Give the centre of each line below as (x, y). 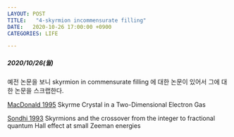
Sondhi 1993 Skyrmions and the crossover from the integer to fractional (111, 118)
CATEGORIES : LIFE (33, 33)
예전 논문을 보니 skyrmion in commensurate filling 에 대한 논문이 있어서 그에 (113, 82)
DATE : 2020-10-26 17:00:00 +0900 (60, 27)
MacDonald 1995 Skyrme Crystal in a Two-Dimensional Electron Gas (106, 105)
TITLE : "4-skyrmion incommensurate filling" (77, 20)
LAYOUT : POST (26, 14)
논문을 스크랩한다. (39, 91)
